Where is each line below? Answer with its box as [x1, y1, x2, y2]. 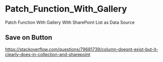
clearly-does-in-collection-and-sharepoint [5, 51, 90, 57]
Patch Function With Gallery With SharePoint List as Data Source [5, 19, 135, 25]
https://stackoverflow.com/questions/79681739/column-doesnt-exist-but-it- [5, 46, 159, 52]
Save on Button [5, 33, 53, 42]
